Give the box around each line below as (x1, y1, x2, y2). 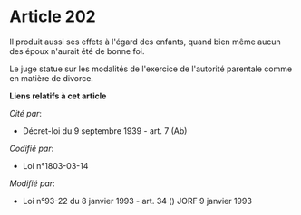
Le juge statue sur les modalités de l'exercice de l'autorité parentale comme (9, 63, 293, 74)
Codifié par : (9, 143, 54, 154)
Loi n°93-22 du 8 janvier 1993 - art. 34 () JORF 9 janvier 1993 (22, 195, 252, 206)
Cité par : (9, 107, 43, 118)
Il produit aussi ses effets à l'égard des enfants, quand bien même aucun (9, 36, 281, 47)
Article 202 (9, 6, 97, 27)
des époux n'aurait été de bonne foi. (9, 45, 145, 56)
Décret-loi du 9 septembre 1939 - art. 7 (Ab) (22, 125, 188, 136)
